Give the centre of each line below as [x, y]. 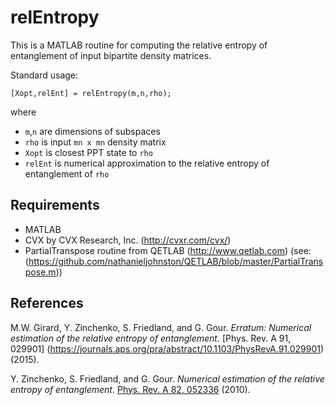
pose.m [40, 272]
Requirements [55, 205]
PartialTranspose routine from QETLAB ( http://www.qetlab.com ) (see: [168, 250]
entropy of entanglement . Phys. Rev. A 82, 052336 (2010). [130, 389]
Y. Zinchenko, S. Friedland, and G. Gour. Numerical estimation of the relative [167, 378]
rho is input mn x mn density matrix [95, 142]
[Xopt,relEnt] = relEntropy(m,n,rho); [91, 93]
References [47, 303]
